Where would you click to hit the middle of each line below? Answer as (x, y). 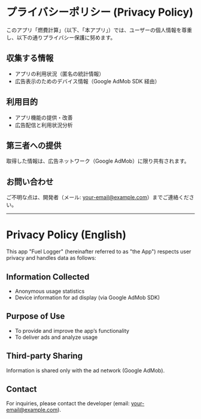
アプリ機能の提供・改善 (44, 117)
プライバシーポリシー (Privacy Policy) (100, 12)
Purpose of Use (36, 316)
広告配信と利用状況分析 (44, 125)
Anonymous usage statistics (50, 291)
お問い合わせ (30, 182)
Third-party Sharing (44, 356)
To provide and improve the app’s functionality (72, 330)
